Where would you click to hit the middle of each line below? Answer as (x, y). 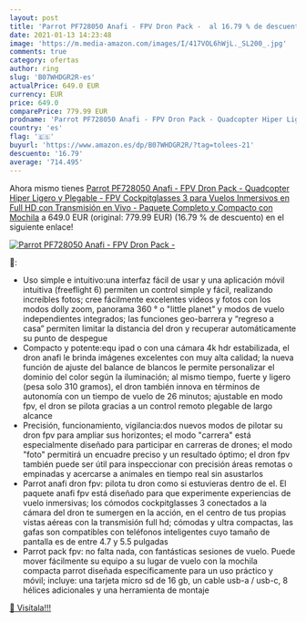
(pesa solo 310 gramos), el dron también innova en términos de (141, 386)
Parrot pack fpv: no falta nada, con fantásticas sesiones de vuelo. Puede (159, 551)
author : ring (34, 69)
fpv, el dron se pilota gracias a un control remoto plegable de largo (148, 406)
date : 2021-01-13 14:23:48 (61, 35)
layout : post (34, 18)
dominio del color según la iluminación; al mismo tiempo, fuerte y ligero (157, 377)
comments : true (38, 52)
